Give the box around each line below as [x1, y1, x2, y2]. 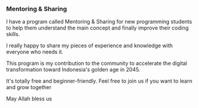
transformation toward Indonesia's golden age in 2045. [6, 66, 140, 73]
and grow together [6, 84, 52, 91]
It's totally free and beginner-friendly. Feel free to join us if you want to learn [6, 77, 193, 84]
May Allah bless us [6, 95, 52, 102]
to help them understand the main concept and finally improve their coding [6, 24, 189, 31]
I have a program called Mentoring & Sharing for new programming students [6, 18, 193, 25]
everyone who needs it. [6, 48, 64, 55]
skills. [6, 31, 20, 38]
